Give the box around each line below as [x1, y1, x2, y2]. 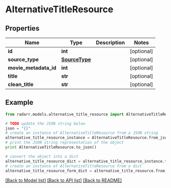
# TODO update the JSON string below [5, 121, 85, 126]
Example [5, 98, 34, 107]
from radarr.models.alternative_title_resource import [5, 111, 124, 117]
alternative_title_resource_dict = [5, 158, 81, 164]
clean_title [8, 81, 34, 88]
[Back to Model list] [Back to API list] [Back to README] [5, 177, 122, 183]
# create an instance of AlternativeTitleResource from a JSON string [5, 130, 158, 136]
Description [96, 39, 125, 46]
